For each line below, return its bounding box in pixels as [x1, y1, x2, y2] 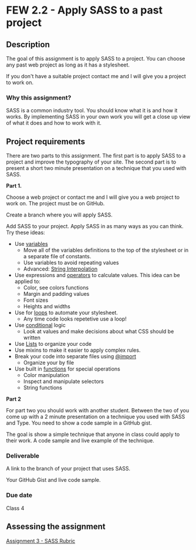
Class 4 [6, 504, 25, 512]
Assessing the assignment [6, 522, 106, 532]
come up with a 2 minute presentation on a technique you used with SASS [6, 413, 185, 421]
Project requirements [6, 136, 85, 146]
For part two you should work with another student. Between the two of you [6, 407, 190, 414]
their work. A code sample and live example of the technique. [6, 437, 154, 444]
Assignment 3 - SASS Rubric [6, 537, 76, 544]
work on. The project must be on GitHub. [6, 200, 105, 207]
